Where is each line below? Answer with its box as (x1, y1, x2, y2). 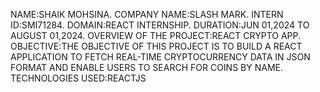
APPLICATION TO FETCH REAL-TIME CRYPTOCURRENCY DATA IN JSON (10, 51, 311, 63)
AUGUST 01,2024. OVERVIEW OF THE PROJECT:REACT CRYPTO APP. (10, 30, 302, 41)
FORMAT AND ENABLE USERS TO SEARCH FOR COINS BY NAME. (10, 62, 283, 73)
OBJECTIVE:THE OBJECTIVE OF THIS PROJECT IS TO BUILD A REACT (10, 40, 303, 52)
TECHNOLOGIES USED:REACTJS (10, 72, 147, 84)
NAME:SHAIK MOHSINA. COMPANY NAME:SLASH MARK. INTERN (10, 9, 284, 20)
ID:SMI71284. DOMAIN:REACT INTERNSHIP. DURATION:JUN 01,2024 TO (10, 19, 310, 31)
